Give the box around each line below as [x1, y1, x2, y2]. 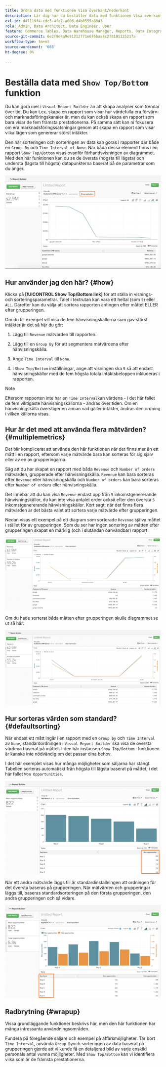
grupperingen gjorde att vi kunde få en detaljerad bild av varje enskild [5, 1046, 147, 1052]
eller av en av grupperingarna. [5, 457, 67, 463]
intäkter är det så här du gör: [5, 322, 63, 328]
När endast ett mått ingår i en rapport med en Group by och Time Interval [5, 735, 155, 741]
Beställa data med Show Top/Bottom [5, 77, 149, 88]
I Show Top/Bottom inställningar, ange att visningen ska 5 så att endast [12, 366, 153, 372]
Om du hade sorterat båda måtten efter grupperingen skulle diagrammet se [5, 615, 159, 621]
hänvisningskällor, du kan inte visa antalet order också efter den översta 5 [5, 497, 155, 503]
